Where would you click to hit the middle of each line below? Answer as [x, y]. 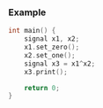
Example [27, 12]
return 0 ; [42, 88]
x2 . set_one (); [50, 55]
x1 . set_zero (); [52, 47]
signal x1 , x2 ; [52, 39]
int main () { [32, 31]
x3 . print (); [46, 72]
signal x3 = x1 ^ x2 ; [60, 64]
